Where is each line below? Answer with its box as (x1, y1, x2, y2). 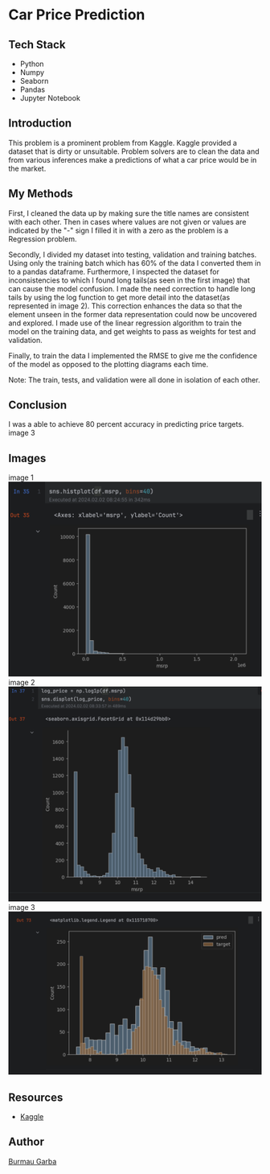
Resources (8, 1090, 63, 1104)
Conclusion (8, 399, 67, 412)
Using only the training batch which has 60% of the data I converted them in (8, 258, 261, 267)
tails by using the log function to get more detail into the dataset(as (8, 292, 231, 302)
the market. (8, 163, 47, 173)
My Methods (8, 187, 74, 200)
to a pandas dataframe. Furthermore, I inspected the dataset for (8, 267, 219, 276)
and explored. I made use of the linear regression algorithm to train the (8, 318, 243, 328)
